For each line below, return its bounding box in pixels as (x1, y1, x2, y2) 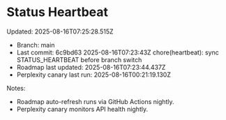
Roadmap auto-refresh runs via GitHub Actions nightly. (16, 97, 175, 105)
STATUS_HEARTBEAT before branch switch (16, 55, 142, 63)
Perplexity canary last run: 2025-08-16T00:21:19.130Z (16, 70, 172, 79)
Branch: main (16, 40, 55, 49)
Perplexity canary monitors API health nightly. (16, 105, 148, 113)
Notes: (6, 84, 26, 92)
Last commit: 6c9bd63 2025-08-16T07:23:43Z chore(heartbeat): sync (16, 48, 219, 57)
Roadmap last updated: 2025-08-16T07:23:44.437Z (16, 63, 166, 71)
